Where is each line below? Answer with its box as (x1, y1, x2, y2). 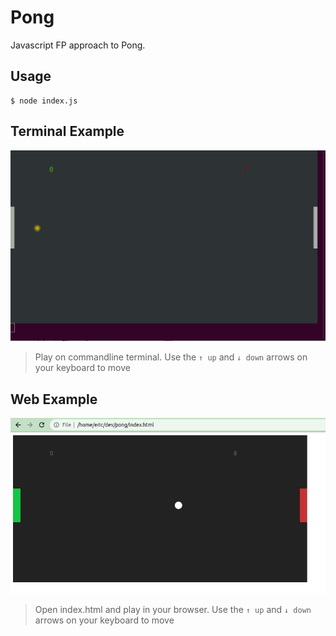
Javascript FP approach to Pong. (10, 39, 146, 51)
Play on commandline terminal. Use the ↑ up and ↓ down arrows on (34, 351, 308, 363)
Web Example (10, 391, 98, 408)
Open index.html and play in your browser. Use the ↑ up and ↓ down (34, 604, 312, 616)
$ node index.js (10, 96, 78, 106)
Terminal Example (10, 123, 125, 140)
